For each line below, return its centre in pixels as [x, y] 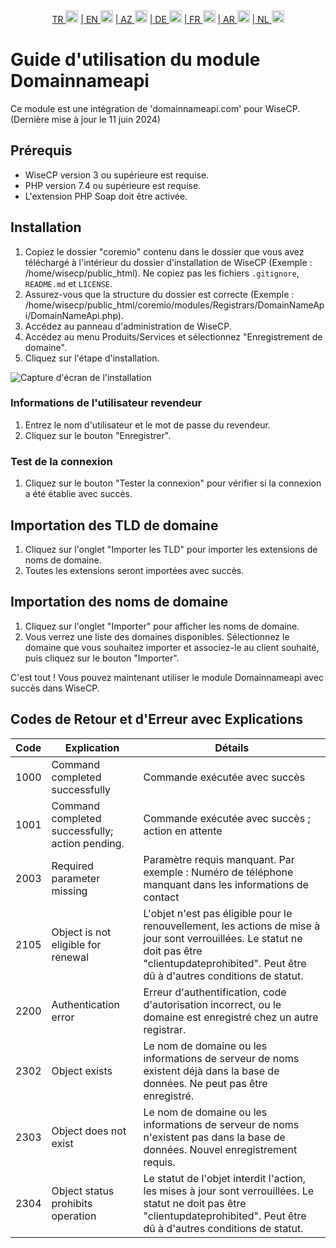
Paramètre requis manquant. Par [219, 859]
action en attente [183, 831]
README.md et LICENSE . [68, 283]
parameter [76, 878]
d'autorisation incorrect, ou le [212, 1004]
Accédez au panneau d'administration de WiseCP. [128, 326]
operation [74, 1216]
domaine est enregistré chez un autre [231, 1017]
